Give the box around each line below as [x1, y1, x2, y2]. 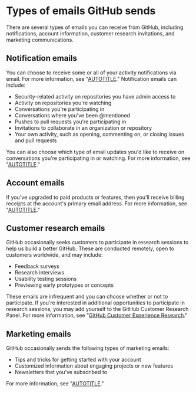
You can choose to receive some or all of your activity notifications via [6, 69, 177, 76]
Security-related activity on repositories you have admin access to [14, 93, 176, 100]
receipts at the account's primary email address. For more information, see [6, 199, 187, 207]
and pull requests [14, 137, 57, 144]
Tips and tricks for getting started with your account [14, 356, 141, 363]
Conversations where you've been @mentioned [14, 112, 131, 119]
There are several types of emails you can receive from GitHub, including [6, 24, 184, 31]
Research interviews [14, 269, 65, 276]
